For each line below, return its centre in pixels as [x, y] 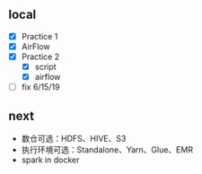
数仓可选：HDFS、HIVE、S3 [74, 139]
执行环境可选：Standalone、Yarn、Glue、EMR [107, 150]
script [45, 67]
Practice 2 [40, 57]
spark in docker [50, 160]
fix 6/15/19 [40, 87]
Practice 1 [40, 36]
